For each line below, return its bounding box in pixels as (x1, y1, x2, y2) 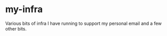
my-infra (5, 4, 43, 15)
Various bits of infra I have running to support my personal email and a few (5, 20, 162, 26)
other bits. (5, 25, 27, 31)
